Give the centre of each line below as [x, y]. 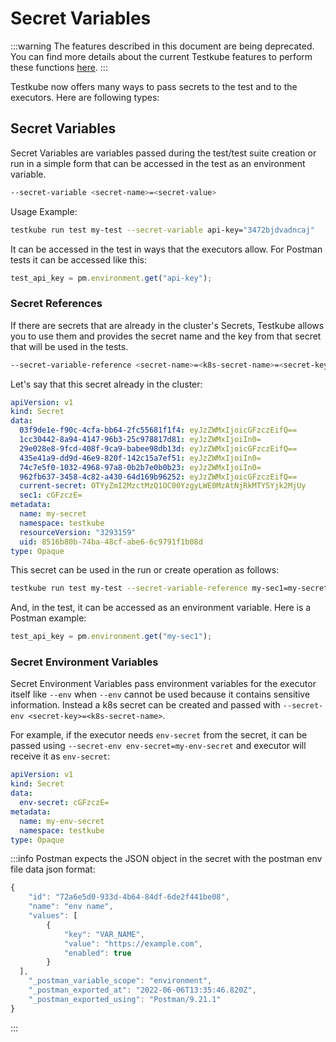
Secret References [56, 304]
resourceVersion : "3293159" [78, 532]
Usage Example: [44, 211]
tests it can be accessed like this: [78, 259]
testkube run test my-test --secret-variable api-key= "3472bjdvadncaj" [162, 230]
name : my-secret [53, 514]
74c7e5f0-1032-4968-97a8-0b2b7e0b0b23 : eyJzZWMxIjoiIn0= [140, 467]
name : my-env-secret [62, 821]
